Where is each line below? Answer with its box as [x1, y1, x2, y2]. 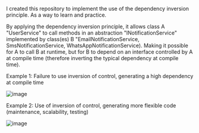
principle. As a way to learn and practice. [6, 11, 107, 18]
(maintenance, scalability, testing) [6, 109, 89, 115]
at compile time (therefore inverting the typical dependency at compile [6, 55, 179, 61]
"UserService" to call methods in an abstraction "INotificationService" [6, 29, 177, 36]
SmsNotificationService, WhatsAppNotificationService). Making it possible [6, 42, 188, 49]
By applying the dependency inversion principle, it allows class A [6, 23, 165, 30]
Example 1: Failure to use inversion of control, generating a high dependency [6, 73, 194, 79]
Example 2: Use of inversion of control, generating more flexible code [6, 102, 176, 109]
